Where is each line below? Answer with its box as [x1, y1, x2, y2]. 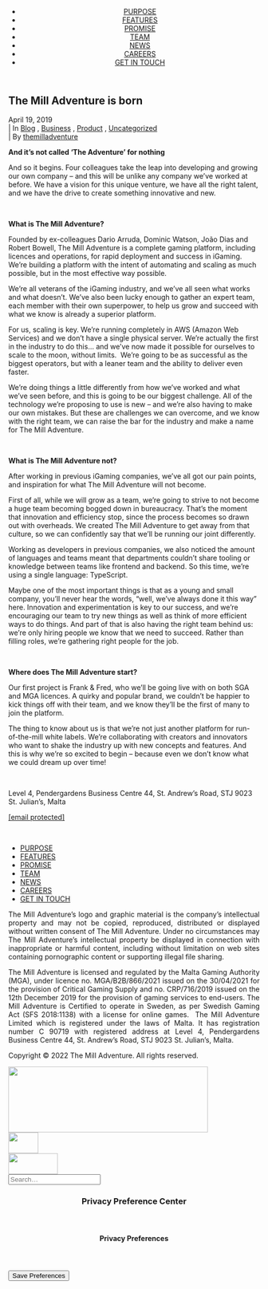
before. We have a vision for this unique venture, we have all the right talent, [8, 179, 258, 190]
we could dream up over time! [8, 758, 107, 767]
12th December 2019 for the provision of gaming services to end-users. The [8, 993, 260, 1003]
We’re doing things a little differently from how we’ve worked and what [8, 383, 241, 392]
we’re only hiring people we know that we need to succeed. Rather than [8, 628, 244, 637]
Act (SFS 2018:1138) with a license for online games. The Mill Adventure [8, 1010, 260, 1019]
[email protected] [8, 813, 65, 822]
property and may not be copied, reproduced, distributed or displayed [8, 918, 260, 928]
